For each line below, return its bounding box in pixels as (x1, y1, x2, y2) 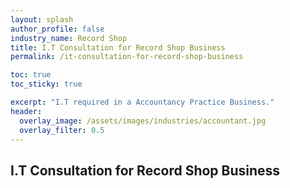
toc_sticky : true (10, 79, 83, 90)
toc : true (10, 70, 52, 80)
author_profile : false (10, 24, 105, 34)
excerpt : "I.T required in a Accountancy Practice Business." (10, 97, 275, 107)
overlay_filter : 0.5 (19, 125, 105, 135)
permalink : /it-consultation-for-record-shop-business (10, 52, 244, 62)
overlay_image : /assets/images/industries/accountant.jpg (19, 116, 267, 126)
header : (10, 106, 43, 116)
